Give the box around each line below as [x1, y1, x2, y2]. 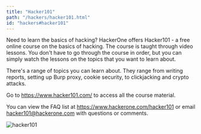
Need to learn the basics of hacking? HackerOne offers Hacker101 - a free [6, 37, 190, 44]
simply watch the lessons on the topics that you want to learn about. [6, 55, 176, 63]
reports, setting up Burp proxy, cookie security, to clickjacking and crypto [6, 73, 189, 81]
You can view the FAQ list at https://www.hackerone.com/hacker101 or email [6, 103, 196, 111]
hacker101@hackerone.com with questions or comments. [6, 109, 148, 117]
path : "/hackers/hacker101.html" [6, 14, 91, 20]
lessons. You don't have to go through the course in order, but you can [6, 49, 182, 56]
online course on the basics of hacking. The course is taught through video [6, 43, 193, 50]
